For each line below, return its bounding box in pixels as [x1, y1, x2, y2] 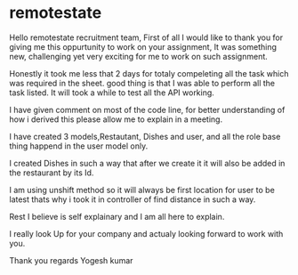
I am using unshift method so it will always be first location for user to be [9, 184, 276, 195]
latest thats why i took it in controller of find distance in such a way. [9, 194, 256, 205]
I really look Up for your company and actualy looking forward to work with [9, 228, 284, 239]
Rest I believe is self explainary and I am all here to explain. [9, 211, 225, 222]
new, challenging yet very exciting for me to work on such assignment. [9, 51, 269, 61]
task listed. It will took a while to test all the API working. [9, 87, 215, 98]
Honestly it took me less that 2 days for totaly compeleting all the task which [9, 68, 289, 78]
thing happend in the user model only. [9, 141, 149, 151]
